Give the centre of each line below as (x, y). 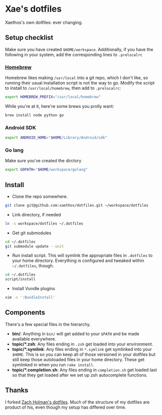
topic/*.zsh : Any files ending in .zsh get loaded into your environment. (82, 344)
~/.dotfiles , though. (33, 266)
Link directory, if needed (37, 214)
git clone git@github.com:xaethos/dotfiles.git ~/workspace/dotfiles (77, 205)
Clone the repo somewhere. (40, 196)
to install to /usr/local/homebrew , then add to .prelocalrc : (63, 88)
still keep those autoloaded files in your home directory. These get (78, 359)
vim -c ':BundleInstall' (30, 297)
